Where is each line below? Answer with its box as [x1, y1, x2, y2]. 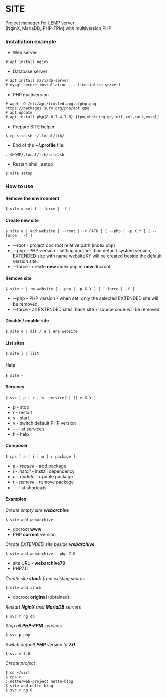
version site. [12, 258, 38, 264]
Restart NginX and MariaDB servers [5, 603, 81, 610]
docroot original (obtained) [12, 594, 70, 600]
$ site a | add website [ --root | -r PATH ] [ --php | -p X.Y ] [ [5, 228, 151, 234]
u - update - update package [12, 473, 73, 479]
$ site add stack [5, 585, 42, 590]
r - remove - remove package [12, 479, 74, 485]
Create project [5, 660, 35, 666]
